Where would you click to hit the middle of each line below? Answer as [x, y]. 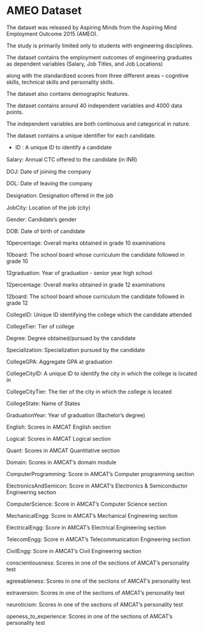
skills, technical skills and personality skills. [60, 82]
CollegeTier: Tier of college [40, 326]
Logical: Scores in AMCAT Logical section [59, 438]
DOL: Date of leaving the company [50, 183]
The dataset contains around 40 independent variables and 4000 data [94, 105]
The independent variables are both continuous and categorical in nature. [98, 124]
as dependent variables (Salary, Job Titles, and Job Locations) [84, 64]
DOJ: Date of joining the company [49, 171]
